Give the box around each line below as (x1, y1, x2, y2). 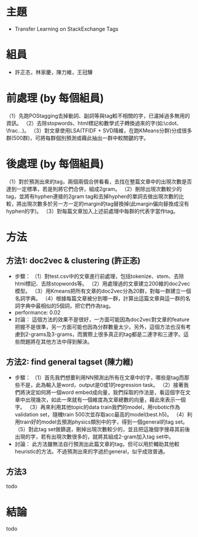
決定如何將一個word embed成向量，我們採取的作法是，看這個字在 (25, 389, 186, 396)
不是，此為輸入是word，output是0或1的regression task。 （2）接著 (20, 381, 184, 388)
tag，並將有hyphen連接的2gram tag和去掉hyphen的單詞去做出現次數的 (6, 193, 179, 200)
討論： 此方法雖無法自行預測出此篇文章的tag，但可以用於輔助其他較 (14, 440, 180, 447)
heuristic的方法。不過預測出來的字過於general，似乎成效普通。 (14, 448, 168, 455)
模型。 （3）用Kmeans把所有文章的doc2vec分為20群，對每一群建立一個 (14, 287, 191, 295)
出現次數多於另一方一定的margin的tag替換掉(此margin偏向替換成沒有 (21, 200, 190, 207)
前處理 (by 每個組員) (6, 92, 105, 105)
